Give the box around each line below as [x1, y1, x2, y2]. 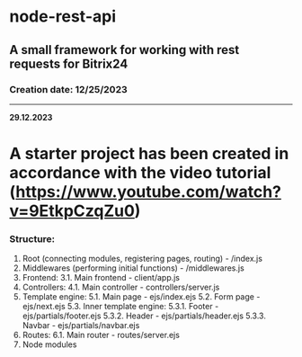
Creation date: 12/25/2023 [9, 83, 128, 95]
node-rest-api [9, 6, 117, 27]
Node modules [22, 339, 77, 350]
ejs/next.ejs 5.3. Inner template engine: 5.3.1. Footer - [22, 301, 219, 312]
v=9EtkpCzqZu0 [9, 201, 135, 221]
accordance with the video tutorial [9, 163, 271, 183]
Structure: [9, 232, 56, 245]
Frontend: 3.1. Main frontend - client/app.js [22, 272, 181, 283]
